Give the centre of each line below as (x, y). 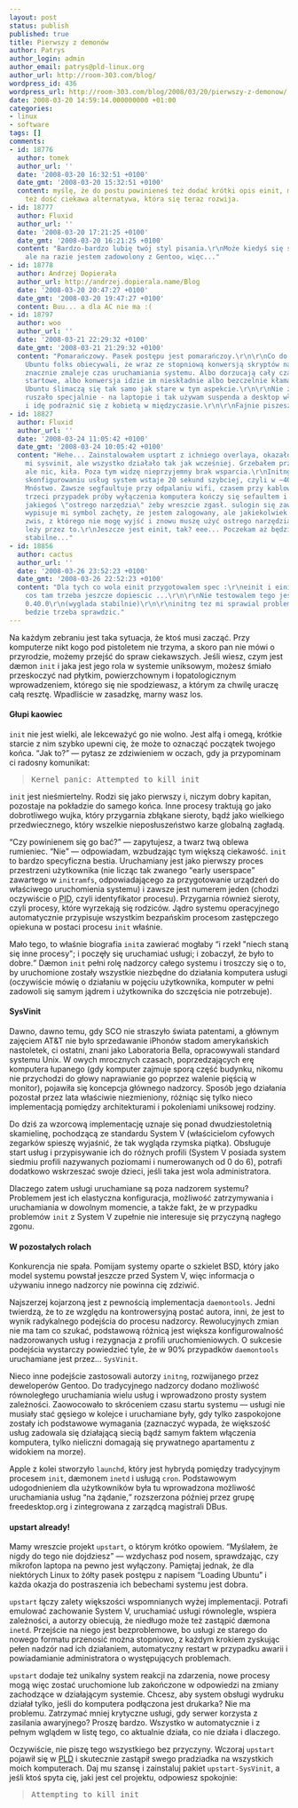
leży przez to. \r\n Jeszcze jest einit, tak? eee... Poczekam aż (146, 530)
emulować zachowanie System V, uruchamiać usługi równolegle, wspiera (143, 1611)
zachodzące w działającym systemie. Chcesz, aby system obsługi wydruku (147, 1694)
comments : (27, 141)
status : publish (39, 26)
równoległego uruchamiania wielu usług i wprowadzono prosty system (138, 1395)
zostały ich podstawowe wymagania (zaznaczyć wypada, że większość (140, 1423)
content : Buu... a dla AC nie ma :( (85, 307)
